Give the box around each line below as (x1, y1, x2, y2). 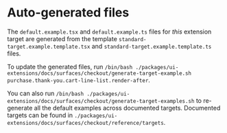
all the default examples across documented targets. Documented (34, 104, 221, 112)
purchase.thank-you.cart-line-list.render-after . (7, 75, 151, 84)
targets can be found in (7, 111, 73, 119)
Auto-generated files (7, 5, 130, 21)
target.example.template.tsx (7, 43, 91, 50)
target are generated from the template (7, 34, 118, 43)
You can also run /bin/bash (7, 89, 84, 97)
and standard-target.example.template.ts (91, 42, 212, 50)
